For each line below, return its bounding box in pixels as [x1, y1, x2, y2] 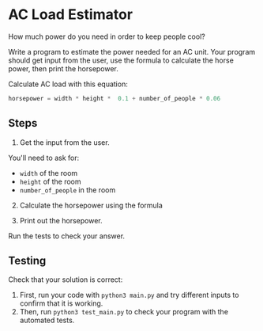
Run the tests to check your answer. [8, 231, 125, 241]
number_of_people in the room [19, 185, 116, 195]
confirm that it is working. [19, 299, 103, 308]
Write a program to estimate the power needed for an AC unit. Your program [8, 47, 256, 56]
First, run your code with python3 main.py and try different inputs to [19, 291, 239, 300]
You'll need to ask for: [8, 153, 80, 162]
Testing [8, 254, 47, 268]
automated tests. [19, 315, 75, 325]
